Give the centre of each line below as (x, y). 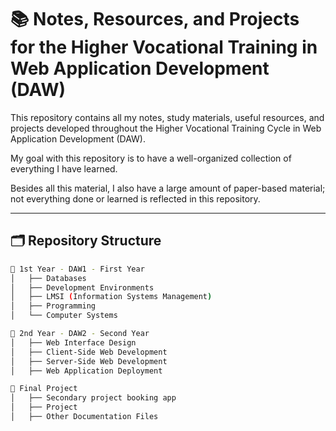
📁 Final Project (44, 389)
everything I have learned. (64, 168)
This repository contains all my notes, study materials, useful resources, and (167, 117)
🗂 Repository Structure (86, 241)
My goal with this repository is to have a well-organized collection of (151, 158)
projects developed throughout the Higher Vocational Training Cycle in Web (166, 128)
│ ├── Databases (48, 278)
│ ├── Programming (53, 306)
